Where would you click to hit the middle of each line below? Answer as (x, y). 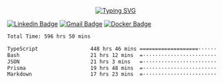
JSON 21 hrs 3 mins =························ (112, 62)
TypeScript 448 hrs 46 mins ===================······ (112, 49)
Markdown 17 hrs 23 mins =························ (112, 74)
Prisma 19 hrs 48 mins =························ (112, 68)
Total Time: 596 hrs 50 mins (49, 36)
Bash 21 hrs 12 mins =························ (112, 55)
